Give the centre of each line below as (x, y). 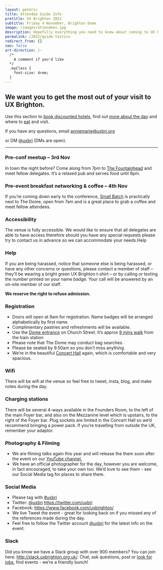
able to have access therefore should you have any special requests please (80, 235)
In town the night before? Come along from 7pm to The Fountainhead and (78, 168)
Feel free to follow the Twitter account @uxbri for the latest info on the (82, 523)
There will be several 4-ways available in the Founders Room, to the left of (79, 410)
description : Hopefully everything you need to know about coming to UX (80, 32)
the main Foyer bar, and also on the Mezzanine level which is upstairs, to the (81, 415)
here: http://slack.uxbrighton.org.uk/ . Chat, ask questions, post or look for (79, 557)
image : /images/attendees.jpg (36, 28)
